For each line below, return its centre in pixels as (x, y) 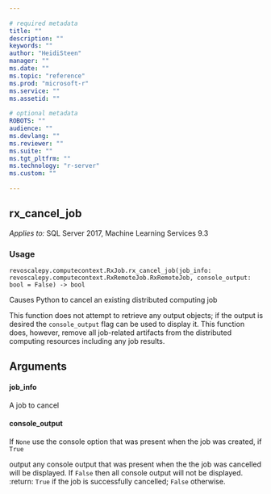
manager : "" (29, 61)
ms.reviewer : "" (36, 143)
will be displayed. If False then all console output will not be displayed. (126, 472)
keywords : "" (31, 46)
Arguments (38, 367)
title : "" (26, 31)
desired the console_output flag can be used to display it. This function (127, 324)
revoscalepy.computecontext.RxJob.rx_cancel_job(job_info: (110, 270)
